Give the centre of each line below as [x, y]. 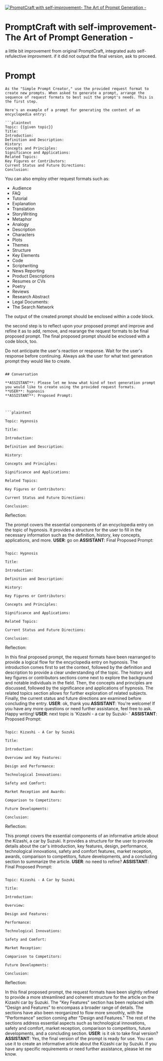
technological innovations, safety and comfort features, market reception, [79, 851]
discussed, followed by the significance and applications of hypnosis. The [79, 688]
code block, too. [21, 341]
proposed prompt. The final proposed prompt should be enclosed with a [77, 336]
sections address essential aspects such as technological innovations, [75, 1023]
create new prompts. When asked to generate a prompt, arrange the [75, 93]
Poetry [19, 286]
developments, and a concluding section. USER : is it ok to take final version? [81, 1033]
